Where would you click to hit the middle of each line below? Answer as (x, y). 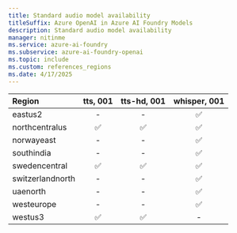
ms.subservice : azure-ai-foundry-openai (76, 52)
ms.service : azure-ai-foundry (58, 45)
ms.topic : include (38, 60)
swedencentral (40, 165)
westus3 (29, 216)
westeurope (34, 204)
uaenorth (29, 191)
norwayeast (34, 140)
